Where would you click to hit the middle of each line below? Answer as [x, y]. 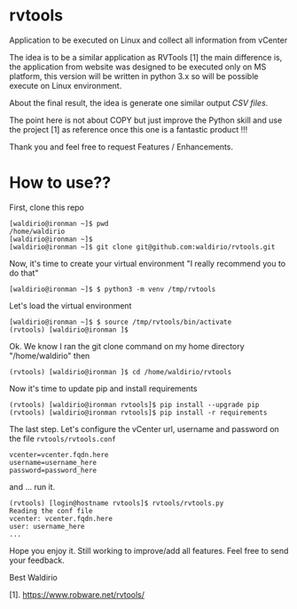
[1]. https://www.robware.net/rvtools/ [77, 594]
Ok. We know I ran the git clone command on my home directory [127, 346]
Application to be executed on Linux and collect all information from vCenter [148, 40]
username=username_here [53, 462]
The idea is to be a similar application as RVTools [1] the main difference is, [146, 57]
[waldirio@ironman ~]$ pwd [59, 223]
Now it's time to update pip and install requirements [103, 389]
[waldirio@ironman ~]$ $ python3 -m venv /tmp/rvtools [113, 289]
